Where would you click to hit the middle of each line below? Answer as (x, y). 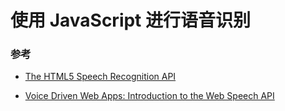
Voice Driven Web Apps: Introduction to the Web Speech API (149, 96)
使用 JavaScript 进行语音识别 (131, 20)
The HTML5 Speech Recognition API (100, 77)
